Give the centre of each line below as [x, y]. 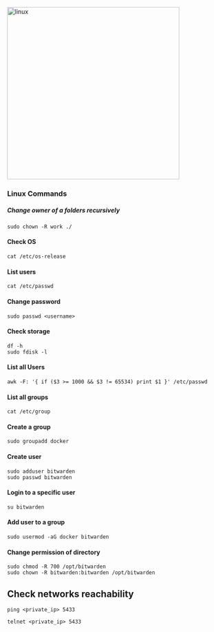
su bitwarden [26, 507]
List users [22, 272]
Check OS [22, 242]
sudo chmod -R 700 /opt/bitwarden [57, 567]
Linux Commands [37, 194]
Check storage [29, 332]
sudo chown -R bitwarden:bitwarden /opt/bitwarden [81, 573]
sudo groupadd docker [38, 441]
